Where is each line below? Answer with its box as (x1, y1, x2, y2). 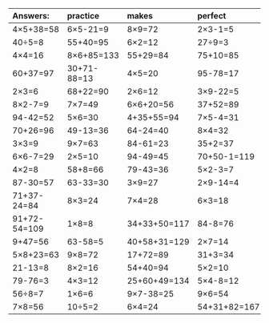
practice (66, 10, 100, 21)
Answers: (12, 10, 50, 21)
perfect (197, 10, 227, 21)
